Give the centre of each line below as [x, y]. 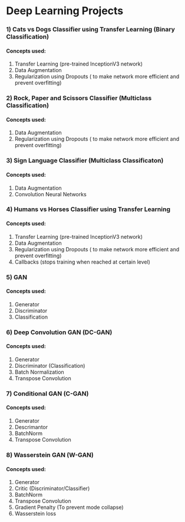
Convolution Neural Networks [50, 194]
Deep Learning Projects [65, 11]
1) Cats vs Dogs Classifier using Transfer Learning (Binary [91, 30]
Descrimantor [31, 427]
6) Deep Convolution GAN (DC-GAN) [59, 332]
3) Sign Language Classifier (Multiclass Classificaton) [85, 161]
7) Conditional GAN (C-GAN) [47, 393]
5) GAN [17, 277]
